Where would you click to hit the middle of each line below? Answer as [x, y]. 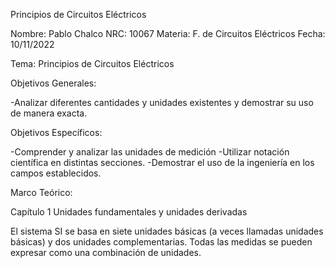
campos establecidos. [56, 173]
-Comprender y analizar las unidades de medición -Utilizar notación [150, 152]
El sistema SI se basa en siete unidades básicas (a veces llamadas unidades [167, 231]
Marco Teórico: [41, 192]
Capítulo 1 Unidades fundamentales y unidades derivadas [129, 212]
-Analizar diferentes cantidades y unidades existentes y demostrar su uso [162, 102]
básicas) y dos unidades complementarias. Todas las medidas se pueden [161, 242]
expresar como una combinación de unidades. [106, 252]
